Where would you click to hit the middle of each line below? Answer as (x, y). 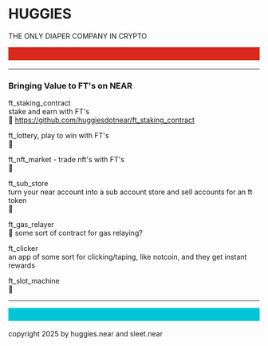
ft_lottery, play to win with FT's (59, 136)
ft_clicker (23, 249)
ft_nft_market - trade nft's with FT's (67, 160)
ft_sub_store (28, 184)
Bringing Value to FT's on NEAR (71, 86)
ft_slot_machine (34, 281)
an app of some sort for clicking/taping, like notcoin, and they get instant (128, 257)
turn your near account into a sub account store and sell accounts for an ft (130, 192)
